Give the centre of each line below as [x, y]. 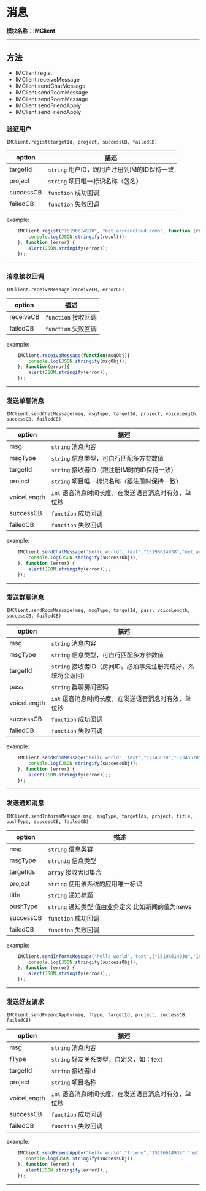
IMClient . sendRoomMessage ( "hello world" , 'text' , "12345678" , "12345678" [109, 758]
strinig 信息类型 [72, 860]
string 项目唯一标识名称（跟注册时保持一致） [117, 481]
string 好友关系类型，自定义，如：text [107, 1060]
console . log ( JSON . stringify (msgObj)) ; [78, 361]
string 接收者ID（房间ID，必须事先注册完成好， [120, 667]
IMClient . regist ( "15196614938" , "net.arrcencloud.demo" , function [104, 231]
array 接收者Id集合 [75, 872]
